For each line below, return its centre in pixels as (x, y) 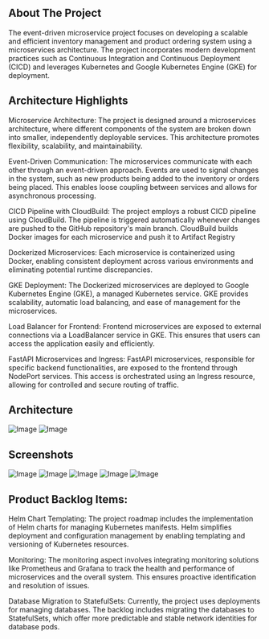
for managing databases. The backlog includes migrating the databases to (131, 610)
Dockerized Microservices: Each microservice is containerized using (122, 252)
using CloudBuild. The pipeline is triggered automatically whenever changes (134, 220)
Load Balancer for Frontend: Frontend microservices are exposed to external (135, 326)
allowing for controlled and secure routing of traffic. (94, 385)
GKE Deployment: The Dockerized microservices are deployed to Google (129, 285)
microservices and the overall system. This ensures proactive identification (132, 577)
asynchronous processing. (52, 196)
